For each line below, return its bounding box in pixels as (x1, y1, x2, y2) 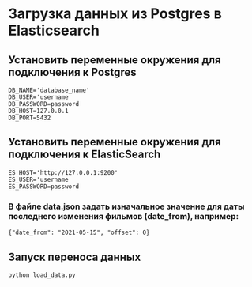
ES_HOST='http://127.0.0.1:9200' (8, 168, 118, 176)
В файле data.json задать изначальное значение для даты (8, 201, 245, 212)
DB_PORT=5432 (8, 114, 51, 122)
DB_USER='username (8, 93, 69, 101)
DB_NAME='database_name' (8, 86, 90, 94)
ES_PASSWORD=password (8, 183, 80, 191)
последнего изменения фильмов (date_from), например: (8, 210, 239, 221)
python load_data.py (8, 270, 77, 279)
